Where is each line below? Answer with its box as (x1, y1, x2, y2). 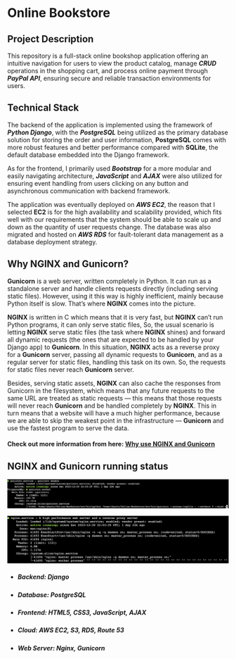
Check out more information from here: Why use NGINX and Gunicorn (7, 440, 216, 448)
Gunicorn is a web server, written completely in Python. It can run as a (7, 277, 212, 285)
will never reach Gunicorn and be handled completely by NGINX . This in (7, 401, 217, 410)
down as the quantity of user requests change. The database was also (7, 222, 211, 231)
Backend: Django (17, 572, 70, 582)
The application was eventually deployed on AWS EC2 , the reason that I (7, 200, 216, 208)
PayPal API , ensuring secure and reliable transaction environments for (7, 74, 211, 82)
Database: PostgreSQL (17, 590, 86, 599)
